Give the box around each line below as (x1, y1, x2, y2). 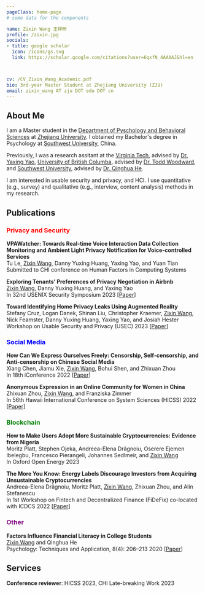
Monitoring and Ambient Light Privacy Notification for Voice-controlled (6, 246, 191, 254)
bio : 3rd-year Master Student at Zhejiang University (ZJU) (6, 82, 164, 88)
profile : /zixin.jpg (6, 31, 60, 37)
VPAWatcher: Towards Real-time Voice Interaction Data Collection (6, 240, 179, 247)
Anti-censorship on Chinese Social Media (6, 358, 115, 366)
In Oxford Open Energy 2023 (6, 458, 80, 466)
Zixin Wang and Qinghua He (6, 538, 77, 546)
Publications (6, 207, 56, 218)
